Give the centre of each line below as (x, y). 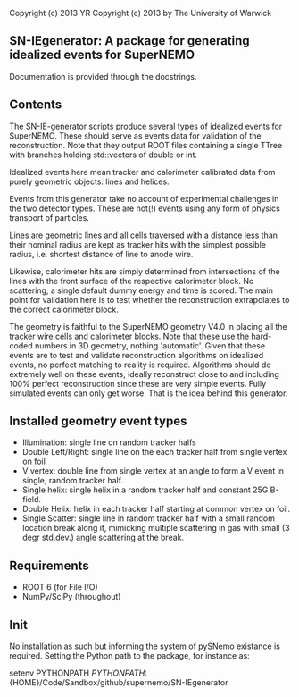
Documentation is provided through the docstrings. (103, 76)
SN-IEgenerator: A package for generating (129, 41)
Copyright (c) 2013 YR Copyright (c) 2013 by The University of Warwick (141, 13)
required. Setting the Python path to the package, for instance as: (129, 656)
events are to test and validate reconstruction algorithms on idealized (137, 355)
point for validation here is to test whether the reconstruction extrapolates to (149, 299)
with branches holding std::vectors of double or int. (104, 155)
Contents (36, 105)
